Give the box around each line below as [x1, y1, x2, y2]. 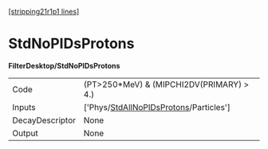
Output [12, 127, 38, 139]
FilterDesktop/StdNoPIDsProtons [8, 61, 120, 70]
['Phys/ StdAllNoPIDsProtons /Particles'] [83, 101, 231, 112]
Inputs [12, 101, 36, 112]
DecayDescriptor [12, 115, 76, 126]
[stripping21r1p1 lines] [8, 7, 80, 16]
